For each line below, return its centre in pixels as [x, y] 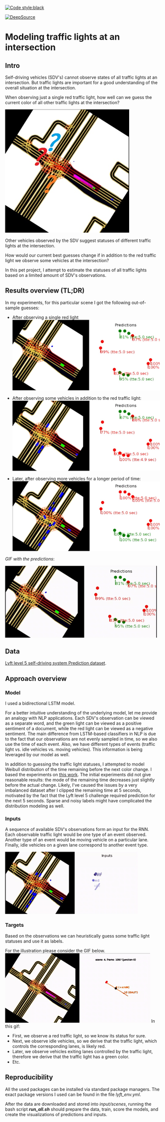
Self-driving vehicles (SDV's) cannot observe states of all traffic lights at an [81, 77]
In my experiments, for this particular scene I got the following [68, 302]
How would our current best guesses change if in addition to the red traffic [81, 255]
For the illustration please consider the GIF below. [55, 950]
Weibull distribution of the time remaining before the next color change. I [79, 769]
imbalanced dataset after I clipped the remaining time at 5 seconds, [73, 790]
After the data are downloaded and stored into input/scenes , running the [78, 1104]
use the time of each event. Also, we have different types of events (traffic [80, 744]
